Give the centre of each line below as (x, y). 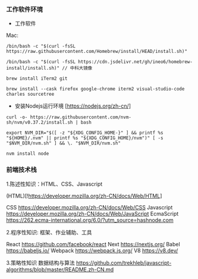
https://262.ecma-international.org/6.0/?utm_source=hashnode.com (90, 220)
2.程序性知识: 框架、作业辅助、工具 (49, 232)
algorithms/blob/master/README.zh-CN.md (60, 269)
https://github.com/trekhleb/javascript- (124, 262)
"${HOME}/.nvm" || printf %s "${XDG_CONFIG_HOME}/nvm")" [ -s (85, 138)
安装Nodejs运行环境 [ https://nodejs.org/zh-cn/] (73, 106)
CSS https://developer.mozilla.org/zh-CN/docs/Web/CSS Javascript (89, 207)
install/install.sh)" (33, 68)
